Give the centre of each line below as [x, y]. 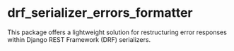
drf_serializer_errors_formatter [100, 13]
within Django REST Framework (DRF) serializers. [79, 39]
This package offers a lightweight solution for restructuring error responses [117, 32]
